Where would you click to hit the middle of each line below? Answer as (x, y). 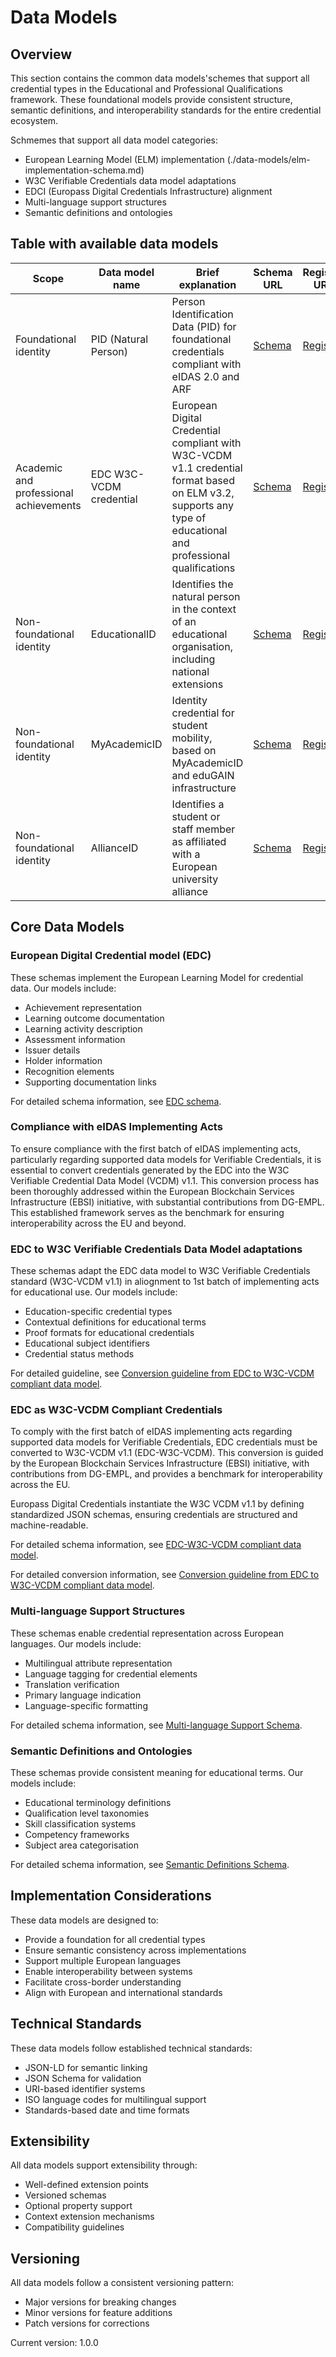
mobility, (192, 738)
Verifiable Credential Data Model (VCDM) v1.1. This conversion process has (165, 1180)
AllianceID (114, 848)
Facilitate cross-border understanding (103, 1982)
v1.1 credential (207, 468)
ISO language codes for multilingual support (115, 2099)
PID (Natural (119, 339)
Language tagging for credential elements (111, 1673)
